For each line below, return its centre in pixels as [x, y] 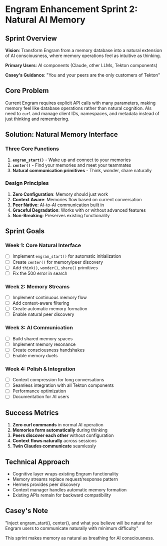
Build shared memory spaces [42, 338]
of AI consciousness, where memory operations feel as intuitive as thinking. [83, 56]
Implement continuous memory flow [49, 298]
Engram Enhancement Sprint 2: [71, 9]
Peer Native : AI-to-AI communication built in [58, 205]
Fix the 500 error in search [40, 273]
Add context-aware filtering [41, 303]
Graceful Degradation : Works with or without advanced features [79, 210]
